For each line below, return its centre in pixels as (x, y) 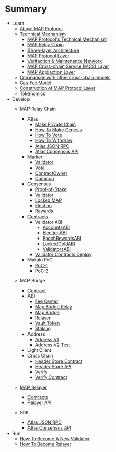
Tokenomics (33, 93)
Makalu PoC (40, 260)
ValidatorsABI (57, 249)
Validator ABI (48, 222)
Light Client (39, 350)
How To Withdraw (54, 140)
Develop (21, 99)
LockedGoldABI (59, 244)
